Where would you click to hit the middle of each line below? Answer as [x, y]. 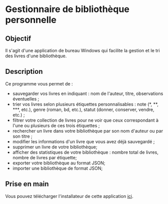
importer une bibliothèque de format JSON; [58, 168]
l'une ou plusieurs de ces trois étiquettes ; [56, 125]
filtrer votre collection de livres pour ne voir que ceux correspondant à [86, 120]
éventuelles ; [26, 98]
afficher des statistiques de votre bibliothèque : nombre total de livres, [86, 152]
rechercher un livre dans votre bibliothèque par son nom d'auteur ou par [88, 131]
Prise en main [27, 184]
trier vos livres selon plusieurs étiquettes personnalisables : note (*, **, [86, 104]
